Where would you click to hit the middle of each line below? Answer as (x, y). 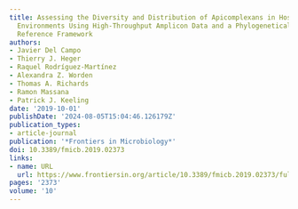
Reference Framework (55, 34)
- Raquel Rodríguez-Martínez (63, 68)
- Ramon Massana (39, 92)
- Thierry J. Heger (45, 59)
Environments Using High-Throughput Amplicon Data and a (125, 26)
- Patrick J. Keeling (49, 100)
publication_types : (45, 125)
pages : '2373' (35, 183)
